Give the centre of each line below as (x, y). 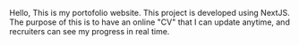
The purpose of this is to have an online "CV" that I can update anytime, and (150, 22)
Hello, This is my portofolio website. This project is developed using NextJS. (150, 13)
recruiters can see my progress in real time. (90, 31)
